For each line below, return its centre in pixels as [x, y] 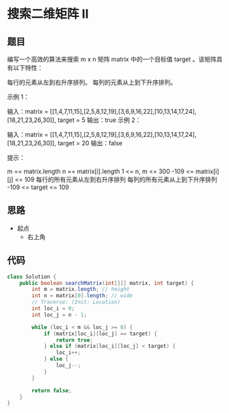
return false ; [52, 390]
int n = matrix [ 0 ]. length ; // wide [82, 296]
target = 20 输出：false [90, 143]
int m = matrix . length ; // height [81, 289]
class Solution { [32, 277]
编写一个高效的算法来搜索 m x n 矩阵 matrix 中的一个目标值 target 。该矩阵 [112, 59]
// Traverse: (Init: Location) [76, 302]
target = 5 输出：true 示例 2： [99, 120]
